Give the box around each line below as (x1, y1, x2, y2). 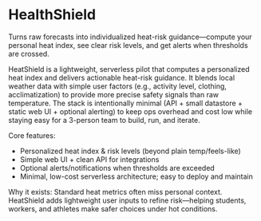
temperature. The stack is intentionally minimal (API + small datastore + (8, 98, 243, 108)
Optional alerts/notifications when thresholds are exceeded (19, 163, 216, 172)
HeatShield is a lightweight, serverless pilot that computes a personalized (8, 64, 250, 73)
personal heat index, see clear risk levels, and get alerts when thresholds (8, 40, 249, 49)
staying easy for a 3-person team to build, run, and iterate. (8, 115, 201, 124)
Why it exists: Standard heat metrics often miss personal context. (8, 187, 223, 196)
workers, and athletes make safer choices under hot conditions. (8, 203, 218, 213)
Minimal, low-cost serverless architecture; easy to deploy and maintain (19, 172, 254, 181)
